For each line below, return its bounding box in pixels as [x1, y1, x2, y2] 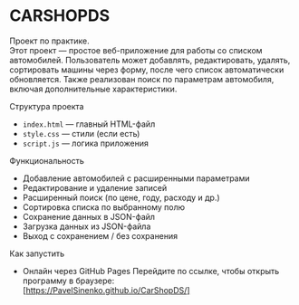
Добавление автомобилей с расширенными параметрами [22, 173, 251, 184]
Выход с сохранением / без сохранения [22, 230, 178, 241]
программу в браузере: [22, 275, 115, 286]
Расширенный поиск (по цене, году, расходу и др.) [22, 192, 220, 203]
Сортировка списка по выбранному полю [22, 201, 186, 213]
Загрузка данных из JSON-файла [22, 221, 151, 232]
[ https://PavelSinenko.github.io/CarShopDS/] [22, 284, 190, 295]
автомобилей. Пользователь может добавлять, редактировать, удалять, [9, 54, 291, 65]
